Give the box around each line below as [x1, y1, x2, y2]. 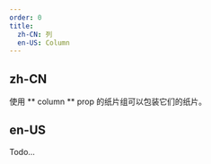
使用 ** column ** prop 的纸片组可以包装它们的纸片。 [9, 96, 207, 108]
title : [9, 22, 34, 30]
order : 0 [9, 13, 42, 22]
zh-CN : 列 [17, 30, 53, 39]
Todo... [9, 146, 36, 157]
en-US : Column [17, 38, 70, 47]
